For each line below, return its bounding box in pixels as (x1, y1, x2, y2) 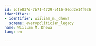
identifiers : (4, 12, 31, 16)
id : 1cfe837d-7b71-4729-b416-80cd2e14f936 (4, 7, 91, 12)
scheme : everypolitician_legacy (9, 20, 74, 26)
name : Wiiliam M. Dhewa (4, 25, 53, 30)
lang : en (4, 30, 22, 34)
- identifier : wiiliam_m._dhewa (4, 16, 69, 21)
